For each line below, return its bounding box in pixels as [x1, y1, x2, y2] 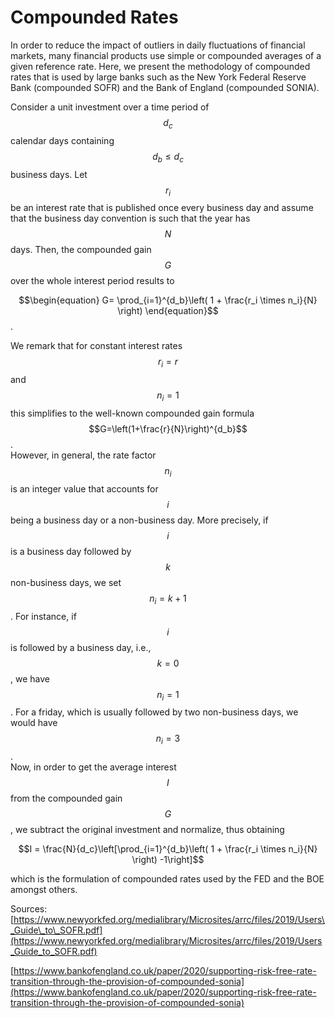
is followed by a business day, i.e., [10, 641, 152, 653]
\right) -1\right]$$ [131, 854, 205, 866]
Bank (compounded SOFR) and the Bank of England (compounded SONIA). [10, 81, 320, 93]
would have [10, 717, 58, 729]
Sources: [10, 903, 48, 915]
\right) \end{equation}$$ [117, 305, 219, 317]
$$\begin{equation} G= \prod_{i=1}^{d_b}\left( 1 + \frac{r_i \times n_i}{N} [18, 294, 318, 306]
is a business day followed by [10, 545, 132, 557]
